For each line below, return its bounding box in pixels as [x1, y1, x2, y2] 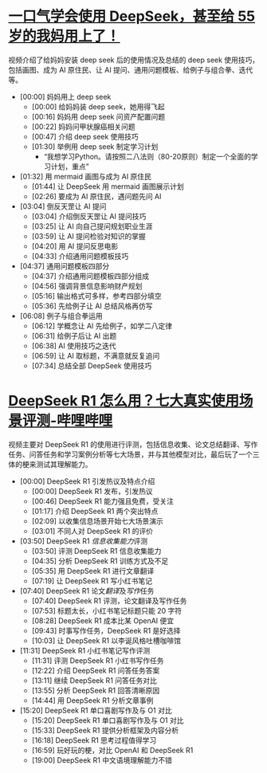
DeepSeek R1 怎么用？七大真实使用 [8, 392, 239, 410]
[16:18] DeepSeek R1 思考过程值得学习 [31, 735, 157, 745]
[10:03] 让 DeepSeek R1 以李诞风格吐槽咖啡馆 [31, 635, 182, 645]
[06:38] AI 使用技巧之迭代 [31, 340, 116, 351]
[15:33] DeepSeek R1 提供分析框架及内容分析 [31, 725, 179, 735]
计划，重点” [50, 161, 89, 171]
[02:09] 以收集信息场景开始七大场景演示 [31, 516, 163, 526]
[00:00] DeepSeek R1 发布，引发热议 [31, 486, 153, 496]
